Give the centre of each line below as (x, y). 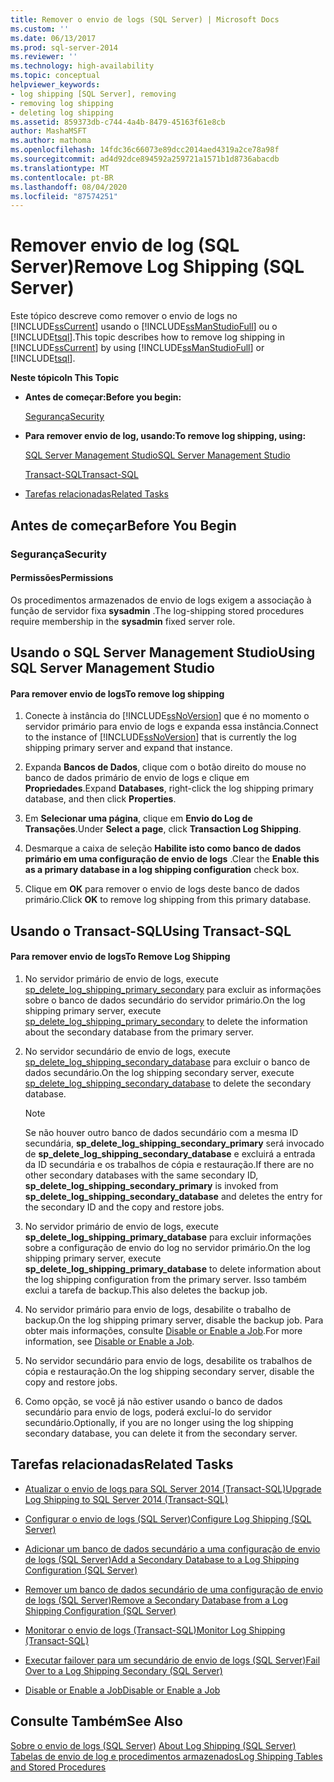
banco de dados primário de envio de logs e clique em (137, 778)
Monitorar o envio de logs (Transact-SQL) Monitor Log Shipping (155, 1630)
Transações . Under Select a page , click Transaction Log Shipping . (163, 829)
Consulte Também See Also (96, 1721)
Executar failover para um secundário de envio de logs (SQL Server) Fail (172, 1660)
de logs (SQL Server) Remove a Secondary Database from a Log (156, 1600)
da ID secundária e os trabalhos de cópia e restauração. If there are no (169, 1164)
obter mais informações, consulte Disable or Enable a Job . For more (163, 1330)
